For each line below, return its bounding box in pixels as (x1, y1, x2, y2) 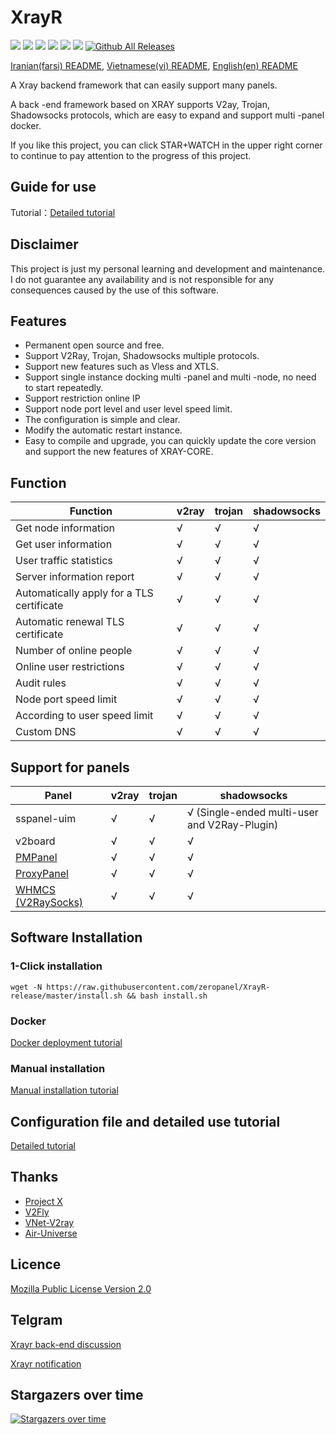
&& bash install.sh (126, 991, 208, 1001)
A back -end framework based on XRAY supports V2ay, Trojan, (10, 98, 271, 110)
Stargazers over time (10, 1386, 144, 1403)
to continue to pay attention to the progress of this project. (10, 149, 252, 161)
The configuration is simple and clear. (24, 414, 181, 426)
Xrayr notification (10, 1357, 82, 1370)
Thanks (10, 1169, 59, 1186)
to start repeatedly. (24, 382, 104, 394)
